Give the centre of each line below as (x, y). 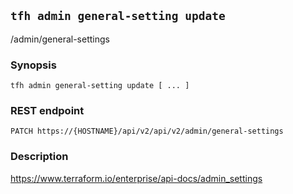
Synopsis (33, 65)
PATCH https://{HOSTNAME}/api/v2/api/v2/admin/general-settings (147, 131)
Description (39, 157)
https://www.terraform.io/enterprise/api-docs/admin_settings (136, 178)
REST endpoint (47, 111)
